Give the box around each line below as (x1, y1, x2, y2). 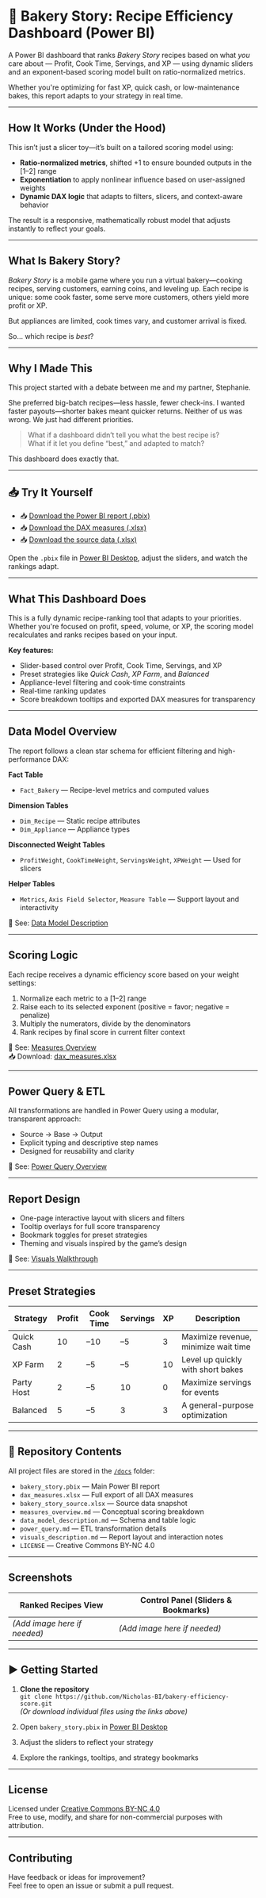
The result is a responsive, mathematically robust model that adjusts (8, 215, 231, 225)
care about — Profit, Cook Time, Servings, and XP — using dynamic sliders (8, 59, 253, 68)
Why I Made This (8, 361, 93, 375)
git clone (19, 1692, 53, 1700)
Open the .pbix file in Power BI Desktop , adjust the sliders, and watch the (8, 553, 248, 563)
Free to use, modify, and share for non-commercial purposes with (8, 1812, 223, 1822)
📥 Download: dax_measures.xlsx (8, 1051, 117, 1061)
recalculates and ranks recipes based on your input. (8, 630, 178, 640)
